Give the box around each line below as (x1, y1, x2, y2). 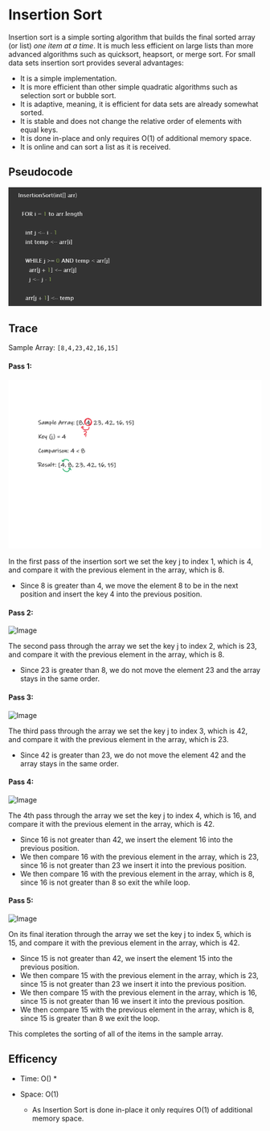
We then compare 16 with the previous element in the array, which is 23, (19, 852, 260, 861)
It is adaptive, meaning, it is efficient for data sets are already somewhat (19, 99, 259, 109)
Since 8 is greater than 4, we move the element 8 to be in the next (19, 581, 239, 591)
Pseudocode (8, 165, 74, 179)
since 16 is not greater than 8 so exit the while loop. (19, 877, 190, 887)
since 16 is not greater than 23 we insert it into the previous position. (19, 860, 247, 870)
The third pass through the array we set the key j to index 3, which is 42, (8, 726, 248, 736)
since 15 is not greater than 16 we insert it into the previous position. (19, 997, 245, 1006)
